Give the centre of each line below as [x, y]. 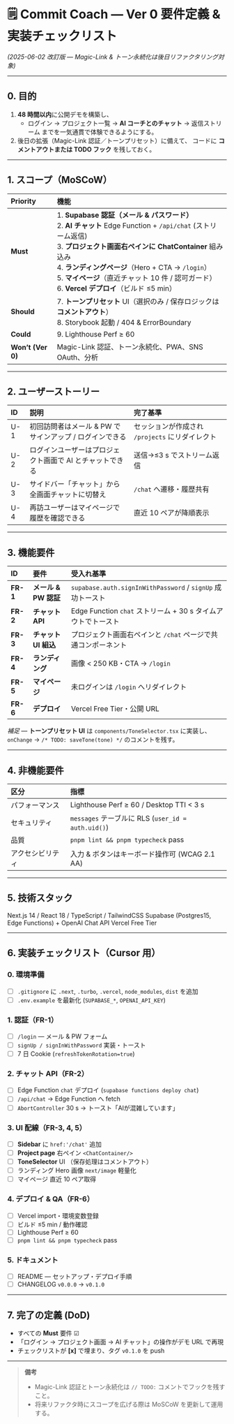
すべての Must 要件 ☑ [48, 1333]
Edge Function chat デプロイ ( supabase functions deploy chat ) [108, 1090]
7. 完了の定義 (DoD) [49, 1315]
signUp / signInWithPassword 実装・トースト [81, 1045]
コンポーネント [102, 645]
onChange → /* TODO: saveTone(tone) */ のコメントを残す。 [93, 740]
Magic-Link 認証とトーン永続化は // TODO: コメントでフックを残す [130, 1386]
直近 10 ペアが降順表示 [171, 513]
